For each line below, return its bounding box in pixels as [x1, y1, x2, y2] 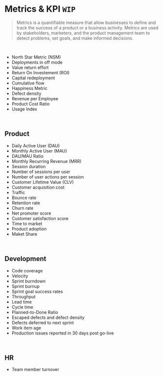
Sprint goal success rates [11, 288, 63, 294]
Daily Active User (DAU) [11, 143, 60, 149]
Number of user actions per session [11, 174, 84, 179]
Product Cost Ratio [11, 101, 50, 107]
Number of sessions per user [11, 169, 71, 175]
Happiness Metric [11, 85, 47, 91]
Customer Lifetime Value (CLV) [11, 179, 74, 185]
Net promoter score [11, 210, 52, 216]
